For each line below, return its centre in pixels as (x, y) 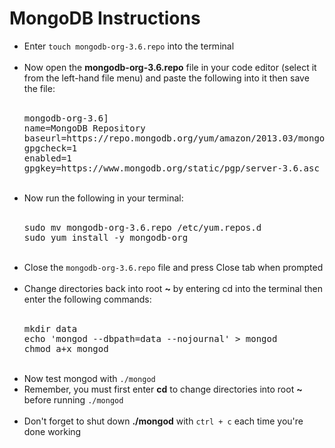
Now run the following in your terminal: (103, 198)
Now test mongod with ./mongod (89, 378)
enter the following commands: (87, 299)
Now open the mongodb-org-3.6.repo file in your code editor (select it (170, 67)
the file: (39, 88)
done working (52, 431)
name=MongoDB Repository (84, 128)
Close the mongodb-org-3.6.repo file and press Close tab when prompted (173, 267)
